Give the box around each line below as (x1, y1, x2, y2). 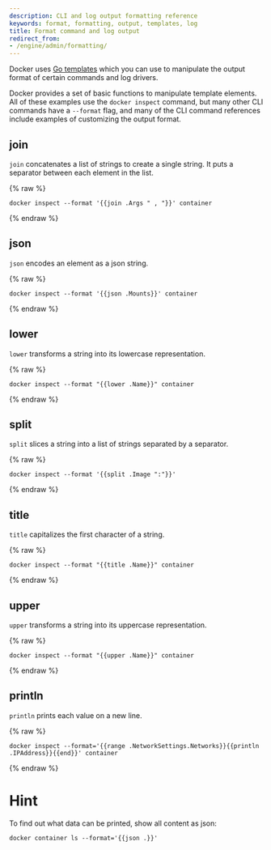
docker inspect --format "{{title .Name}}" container (9, 561, 195, 569)
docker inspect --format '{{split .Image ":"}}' (9, 470, 176, 478)
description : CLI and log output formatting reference (9, 11, 198, 20)
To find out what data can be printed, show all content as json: (9, 818, 217, 828)
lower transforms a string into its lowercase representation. (9, 349, 205, 359)
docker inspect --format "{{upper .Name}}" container (9, 652, 195, 660)
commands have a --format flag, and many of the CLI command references (9, 106, 261, 116)
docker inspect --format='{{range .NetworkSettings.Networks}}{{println (9, 742, 260, 750)
